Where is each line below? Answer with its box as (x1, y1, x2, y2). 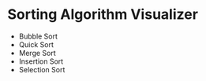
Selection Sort (18, 64, 66, 74)
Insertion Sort (18, 57, 64, 66)
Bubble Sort (18, 31, 58, 41)
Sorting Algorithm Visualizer (7, 6, 199, 24)
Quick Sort (18, 39, 54, 49)
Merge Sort (18, 48, 56, 57)
